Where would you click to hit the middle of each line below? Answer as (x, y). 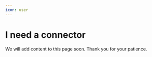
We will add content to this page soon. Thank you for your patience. (76, 49)
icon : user (17, 10)
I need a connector (45, 35)
